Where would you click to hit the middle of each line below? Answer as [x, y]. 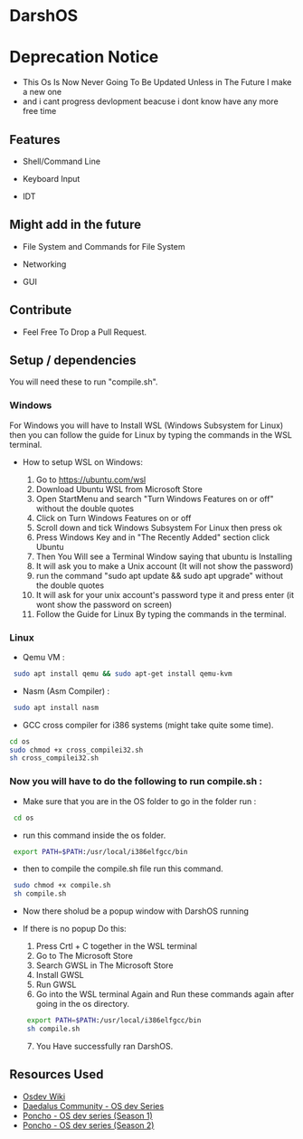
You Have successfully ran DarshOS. [104, 1046]
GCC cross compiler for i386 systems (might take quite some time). [148, 725]
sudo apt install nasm [56, 707]
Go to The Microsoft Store [85, 956]
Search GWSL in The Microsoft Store [104, 965]
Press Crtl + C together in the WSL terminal [116, 946]
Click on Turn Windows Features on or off [114, 517]
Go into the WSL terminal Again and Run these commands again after [165, 994]
